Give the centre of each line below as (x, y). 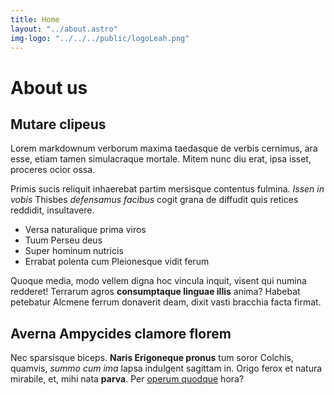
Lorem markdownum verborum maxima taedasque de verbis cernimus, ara (164, 148)
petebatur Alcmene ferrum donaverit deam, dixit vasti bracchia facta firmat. (166, 302)
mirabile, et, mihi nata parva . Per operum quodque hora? (127, 379)
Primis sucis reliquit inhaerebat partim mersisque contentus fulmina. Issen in (167, 189)
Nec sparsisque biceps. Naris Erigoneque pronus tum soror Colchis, (152, 358)
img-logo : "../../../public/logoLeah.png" (100, 38)
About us (49, 87)
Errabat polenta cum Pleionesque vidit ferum (117, 262)
